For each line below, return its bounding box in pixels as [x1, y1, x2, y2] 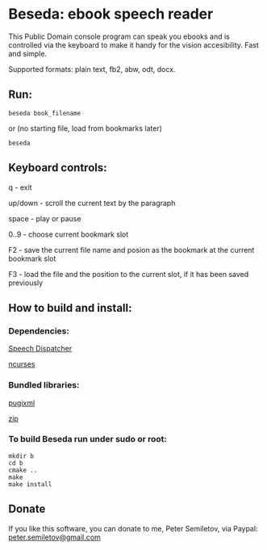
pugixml [8, 397, 35, 408]
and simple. [8, 48, 47, 58]
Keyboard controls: [8, 161, 107, 174]
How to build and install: [8, 300, 132, 315]
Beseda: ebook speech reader [8, 5, 214, 23]
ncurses [8, 359, 35, 369]
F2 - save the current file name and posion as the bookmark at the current [8, 245, 255, 254]
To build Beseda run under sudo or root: [8, 434, 168, 445]
